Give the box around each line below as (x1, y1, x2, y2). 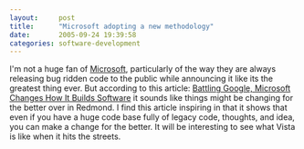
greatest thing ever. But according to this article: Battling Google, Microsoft (9, 83, 291, 94)
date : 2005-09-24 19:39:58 (9, 30, 137, 39)
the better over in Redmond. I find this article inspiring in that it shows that (9, 102, 288, 114)
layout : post (9, 13, 76, 23)
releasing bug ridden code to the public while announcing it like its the (9, 74, 274, 84)
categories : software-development (9, 38, 142, 48)
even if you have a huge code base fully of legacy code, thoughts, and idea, (9, 112, 295, 123)
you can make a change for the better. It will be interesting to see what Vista (9, 122, 296, 133)
